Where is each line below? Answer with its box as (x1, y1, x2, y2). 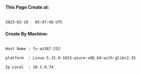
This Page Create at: (5, 4, 50, 10)
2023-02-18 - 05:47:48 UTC (5, 20, 63, 25)
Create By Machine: (5, 30, 49, 36)
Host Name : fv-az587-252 (5, 46, 60, 52)
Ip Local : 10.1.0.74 (5, 65, 54, 70)
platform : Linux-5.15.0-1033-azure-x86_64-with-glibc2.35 (5, 56, 136, 61)
